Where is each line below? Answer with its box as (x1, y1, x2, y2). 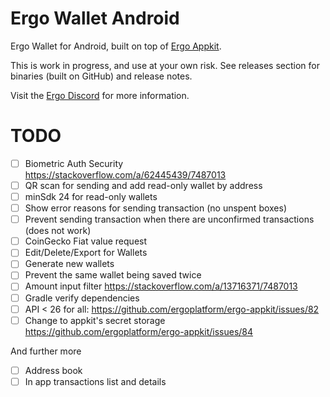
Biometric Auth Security (24, 157, 124, 169)
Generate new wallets (24, 258, 115, 270)
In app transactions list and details (24, 375, 167, 387)
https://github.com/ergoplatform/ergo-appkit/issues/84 (24, 325, 254, 337)
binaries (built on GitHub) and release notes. (10, 70, 193, 82)
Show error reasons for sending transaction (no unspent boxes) (24, 202, 288, 214)
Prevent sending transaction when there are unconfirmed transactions (24, 213, 315, 226)
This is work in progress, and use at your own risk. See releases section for (10, 59, 320, 71)
